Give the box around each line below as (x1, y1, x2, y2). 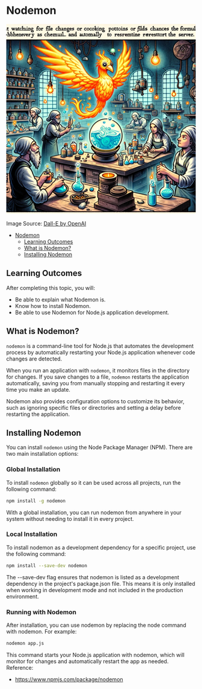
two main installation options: (6, 450, 79, 458)
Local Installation (6, 530, 58, 538)
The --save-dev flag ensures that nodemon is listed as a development (6, 573, 179, 580)
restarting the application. (6, 411, 70, 418)
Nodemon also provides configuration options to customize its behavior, (6, 397, 185, 404)
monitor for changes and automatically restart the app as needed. (6, 658, 169, 665)
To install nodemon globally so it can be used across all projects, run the (6, 479, 181, 486)
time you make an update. (6, 386, 71, 393)
